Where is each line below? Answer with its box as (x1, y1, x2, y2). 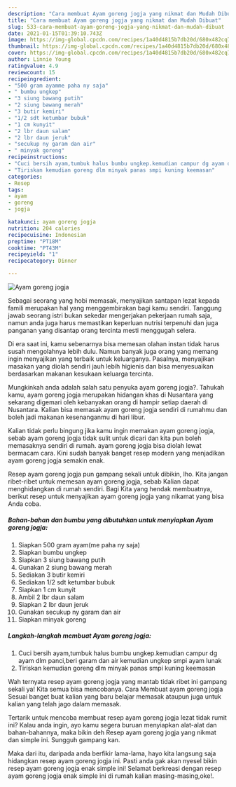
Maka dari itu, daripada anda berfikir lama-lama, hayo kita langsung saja (8, 749, 216, 758)
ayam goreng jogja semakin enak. (8, 456, 106, 465)
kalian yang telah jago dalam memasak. (8, 699, 122, 708)
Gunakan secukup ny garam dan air (18, 608, 121, 616)
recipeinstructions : (8, 153, 69, 161)
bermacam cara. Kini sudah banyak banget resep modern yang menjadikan (8, 449, 225, 457)
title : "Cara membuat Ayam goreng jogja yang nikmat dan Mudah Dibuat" (8, 17, 221, 24)
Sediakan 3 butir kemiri (18, 570, 85, 579)
